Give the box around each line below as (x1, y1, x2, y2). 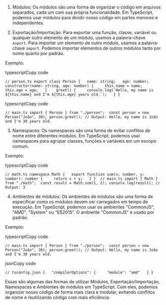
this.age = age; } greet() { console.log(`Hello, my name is (5, 88, 154, 93)
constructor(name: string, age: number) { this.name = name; (5, 83, 142, 88)
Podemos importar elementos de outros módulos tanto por (41, 45, 161, 51)
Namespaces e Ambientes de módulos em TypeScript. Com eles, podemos (5, 284, 158, 290)
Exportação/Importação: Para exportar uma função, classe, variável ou (12, 30, 157, 35)
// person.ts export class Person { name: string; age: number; (5, 79, 149, 84)
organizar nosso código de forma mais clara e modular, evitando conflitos (5, 289, 155, 295)
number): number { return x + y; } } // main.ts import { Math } (5, 176, 158, 181)
